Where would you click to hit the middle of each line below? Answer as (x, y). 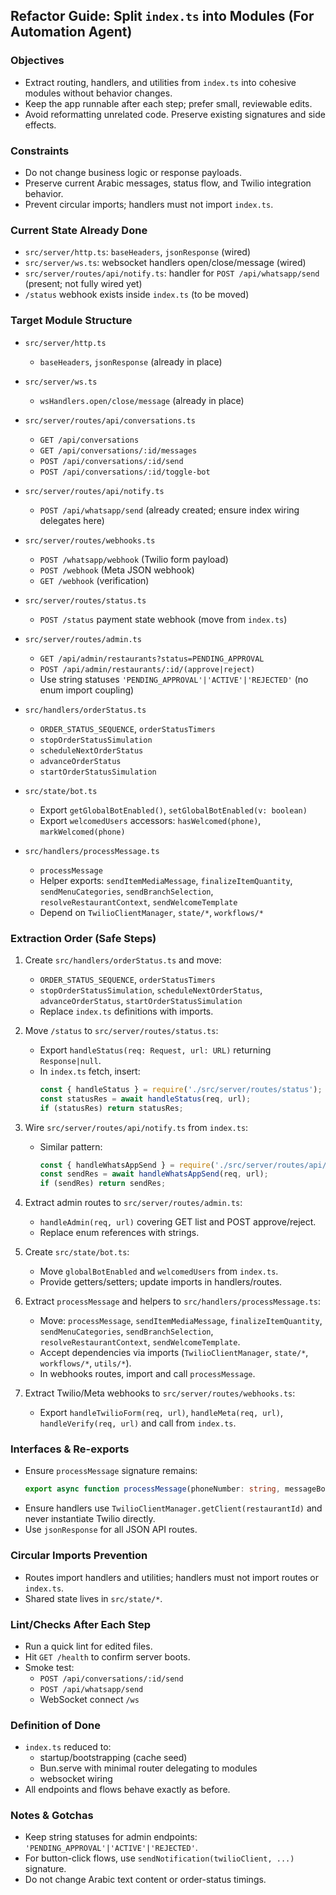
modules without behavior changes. (98, 93)
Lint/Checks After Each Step (81, 1624)
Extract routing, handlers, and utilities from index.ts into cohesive (160, 82)
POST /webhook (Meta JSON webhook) (117, 570)
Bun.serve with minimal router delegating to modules (148, 1768)
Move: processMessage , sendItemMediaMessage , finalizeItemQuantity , (181, 1321)
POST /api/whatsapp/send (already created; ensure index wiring (169, 510)
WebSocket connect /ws (89, 1699)
